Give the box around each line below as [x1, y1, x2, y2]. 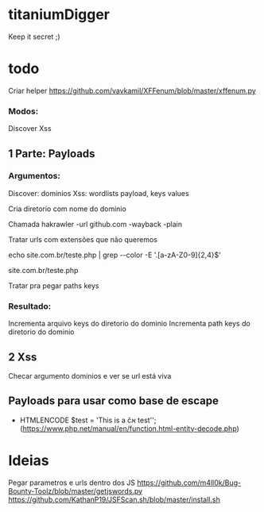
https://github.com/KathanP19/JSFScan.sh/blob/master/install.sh [8, 495, 220, 504]
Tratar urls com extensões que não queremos [8, 234, 157, 244]
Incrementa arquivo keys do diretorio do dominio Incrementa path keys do [8, 319, 250, 329]
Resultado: [8, 300, 52, 311]
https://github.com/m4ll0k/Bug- [136, 478, 241, 487]
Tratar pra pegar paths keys [8, 280, 99, 291]
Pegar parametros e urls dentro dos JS [8, 478, 135, 487]
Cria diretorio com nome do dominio [8, 204, 127, 214]
